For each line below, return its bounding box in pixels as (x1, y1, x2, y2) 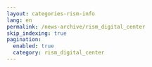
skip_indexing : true (6, 29, 68, 37)
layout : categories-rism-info (6, 10, 96, 17)
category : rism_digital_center (13, 50, 105, 57)
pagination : (6, 36, 42, 43)
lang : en (6, 17, 32, 24)
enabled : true (13, 43, 54, 50)
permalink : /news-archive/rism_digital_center (6, 23, 146, 30)
